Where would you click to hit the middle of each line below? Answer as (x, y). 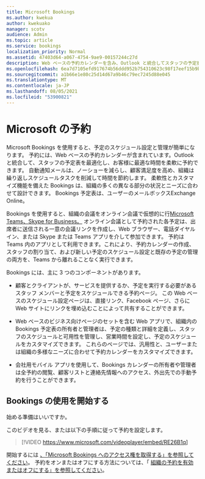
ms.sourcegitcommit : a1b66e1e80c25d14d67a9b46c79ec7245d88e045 (88, 74)
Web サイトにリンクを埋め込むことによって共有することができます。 (101, 308)
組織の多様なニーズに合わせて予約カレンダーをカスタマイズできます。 (108, 351)
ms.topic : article (30, 40)
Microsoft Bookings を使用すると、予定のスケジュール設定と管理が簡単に (98, 147)
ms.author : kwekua (30, 18)
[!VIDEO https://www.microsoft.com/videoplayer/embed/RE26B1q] (104, 442)
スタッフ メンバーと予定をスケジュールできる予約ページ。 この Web (100, 293)
